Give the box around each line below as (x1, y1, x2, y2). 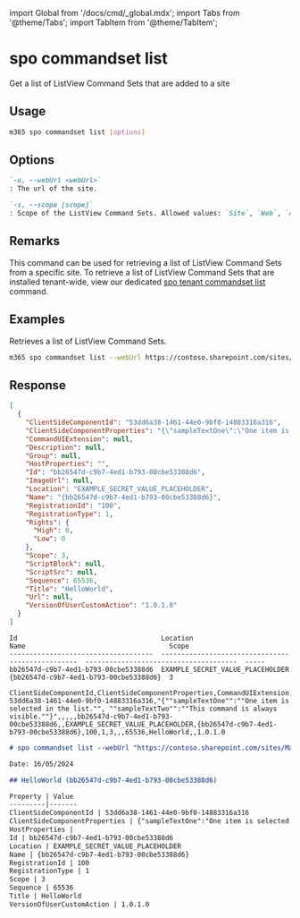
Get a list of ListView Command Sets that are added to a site (9, 78, 230, 89)
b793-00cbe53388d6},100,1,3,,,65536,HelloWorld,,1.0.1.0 (9, 727, 226, 736)
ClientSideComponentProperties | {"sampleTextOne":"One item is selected (9, 817, 290, 826)
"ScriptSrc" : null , (25, 567, 98, 576)
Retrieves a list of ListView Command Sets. (9, 336, 167, 346)
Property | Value (9, 792, 74, 801)
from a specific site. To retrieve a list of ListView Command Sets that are (9, 267, 275, 277)
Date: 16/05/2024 (9, 760, 74, 769)
